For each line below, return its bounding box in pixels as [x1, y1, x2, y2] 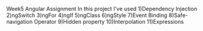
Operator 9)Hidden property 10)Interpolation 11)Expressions [34, 18, 184, 25]
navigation [6, 18, 33, 25]
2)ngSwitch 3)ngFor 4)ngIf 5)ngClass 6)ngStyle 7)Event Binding [6, 12, 168, 19]
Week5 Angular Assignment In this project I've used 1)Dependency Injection [6, 5, 197, 12]
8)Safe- [168, 12, 188, 19]
